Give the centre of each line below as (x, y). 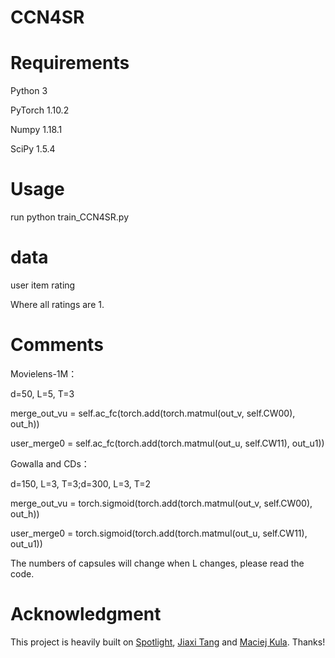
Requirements (70, 63)
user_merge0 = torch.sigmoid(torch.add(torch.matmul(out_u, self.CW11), (159, 533)
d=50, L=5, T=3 (42, 393)
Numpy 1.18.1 (36, 130)
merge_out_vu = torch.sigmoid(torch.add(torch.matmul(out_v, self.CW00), (161, 503)
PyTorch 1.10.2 (40, 110)
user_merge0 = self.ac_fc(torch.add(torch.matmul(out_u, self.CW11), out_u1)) (167, 443)
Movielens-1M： (44, 373)
